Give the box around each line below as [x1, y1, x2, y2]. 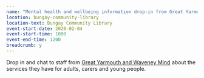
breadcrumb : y [6, 43, 42, 49]
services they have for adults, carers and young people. [6, 65, 146, 72]
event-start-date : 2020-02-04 [6, 25, 83, 32]
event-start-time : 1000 [6, 31, 67, 37]
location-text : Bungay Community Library [6, 20, 113, 26]
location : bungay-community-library [6, 14, 99, 20]
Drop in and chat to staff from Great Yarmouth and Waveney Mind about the [6, 58, 196, 66]
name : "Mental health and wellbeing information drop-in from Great [6, 8, 183, 15]
